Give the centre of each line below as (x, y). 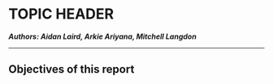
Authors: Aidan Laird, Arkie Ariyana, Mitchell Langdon (102, 36)
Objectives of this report (71, 69)
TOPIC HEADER (61, 14)
